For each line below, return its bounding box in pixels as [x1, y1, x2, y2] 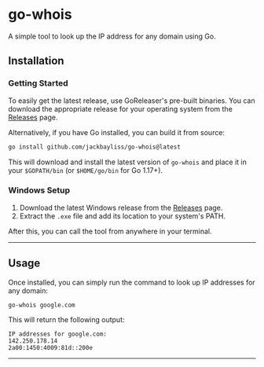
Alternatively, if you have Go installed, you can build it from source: [8, 127, 225, 137]
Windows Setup [8, 185, 71, 196]
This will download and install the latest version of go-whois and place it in [8, 157, 247, 167]
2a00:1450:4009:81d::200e [8, 344, 93, 352]
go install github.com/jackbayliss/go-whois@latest [8, 143, 181, 151]
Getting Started [8, 78, 68, 89]
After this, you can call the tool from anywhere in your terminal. [8, 226, 212, 236]
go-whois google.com [8, 301, 76, 309]
